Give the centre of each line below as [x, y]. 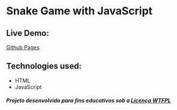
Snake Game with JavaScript [79, 11]
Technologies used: [44, 66]
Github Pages [23, 47]
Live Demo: [28, 33]
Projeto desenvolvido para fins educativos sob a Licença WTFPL [88, 100]
